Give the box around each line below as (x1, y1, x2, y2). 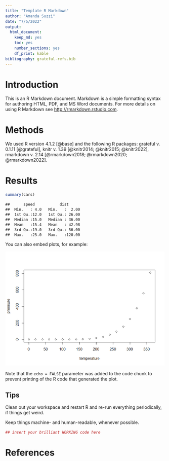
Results (5, 175, 38, 186)
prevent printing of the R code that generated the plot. (5, 376, 118, 382)
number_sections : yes (14, 46, 60, 51)
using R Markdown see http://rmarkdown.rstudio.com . (5, 107, 118, 113)
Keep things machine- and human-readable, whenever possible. (5, 419, 139, 425)
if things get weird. (5, 410, 45, 415)
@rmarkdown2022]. (5, 157, 48, 163)
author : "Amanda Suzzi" (5, 13, 56, 19)
